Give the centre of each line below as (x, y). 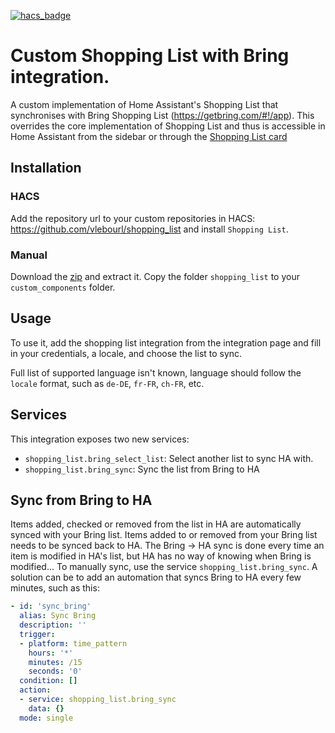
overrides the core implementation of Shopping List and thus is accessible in (168, 126)
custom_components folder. (63, 287)
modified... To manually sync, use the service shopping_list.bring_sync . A (164, 567)
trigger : (37, 634)
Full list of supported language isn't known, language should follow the (156, 372)
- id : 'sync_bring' (51, 606)
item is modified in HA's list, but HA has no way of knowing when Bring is (161, 556)
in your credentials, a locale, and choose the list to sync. (126, 353)
